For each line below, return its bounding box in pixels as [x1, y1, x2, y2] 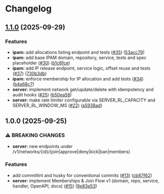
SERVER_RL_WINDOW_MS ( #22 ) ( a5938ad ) [12, 102, 103, 108]
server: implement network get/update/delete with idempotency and [12, 86, 154, 92]
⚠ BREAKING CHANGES [5, 132, 65, 139]
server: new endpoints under [12, 143, 73, 149]
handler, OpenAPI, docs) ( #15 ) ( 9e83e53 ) [12, 183, 97, 189]
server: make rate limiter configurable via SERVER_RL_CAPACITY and [12, 97, 156, 103]
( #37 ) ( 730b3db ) [12, 70, 47, 76]
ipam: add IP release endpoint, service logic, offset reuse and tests [12, 65, 151, 71]
